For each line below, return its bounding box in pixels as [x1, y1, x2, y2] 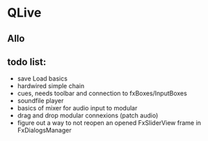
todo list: [7, 56, 47, 67]
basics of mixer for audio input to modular [17, 104, 138, 113]
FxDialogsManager [17, 126, 72, 135]
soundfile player [17, 97, 64, 105]
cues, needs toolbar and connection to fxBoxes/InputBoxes [17, 89, 188, 98]
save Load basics [17, 74, 68, 83]
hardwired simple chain [17, 82, 85, 90]
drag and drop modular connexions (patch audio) [17, 111, 159, 119]
